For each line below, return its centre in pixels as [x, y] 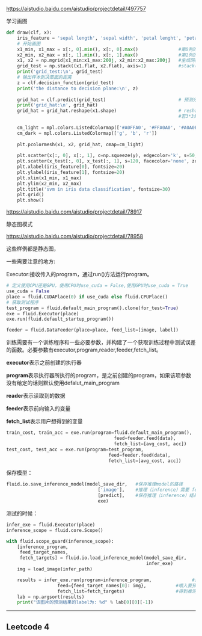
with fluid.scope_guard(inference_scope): [60, 541]
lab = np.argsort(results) [51, 597]
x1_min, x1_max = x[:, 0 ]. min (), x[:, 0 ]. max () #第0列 [105, 49]
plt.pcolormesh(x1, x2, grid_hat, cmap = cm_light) [81, 144]
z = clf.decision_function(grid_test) [66, 83]
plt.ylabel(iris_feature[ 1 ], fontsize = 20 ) [71, 172]
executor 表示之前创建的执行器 [44, 363]
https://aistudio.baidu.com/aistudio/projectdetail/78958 [75, 236]
